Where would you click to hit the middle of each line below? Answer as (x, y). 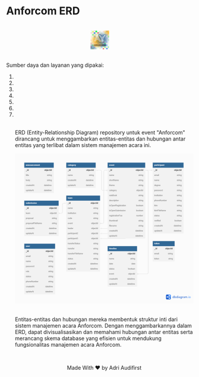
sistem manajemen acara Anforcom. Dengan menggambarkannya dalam (103, 325)
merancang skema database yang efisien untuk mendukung (88, 338)
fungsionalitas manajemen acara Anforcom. (68, 344)
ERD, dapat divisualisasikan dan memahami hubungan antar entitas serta (104, 332)
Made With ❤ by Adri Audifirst (104, 367)
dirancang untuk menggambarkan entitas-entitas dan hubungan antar (100, 139)
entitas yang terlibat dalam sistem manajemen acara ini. (83, 145)
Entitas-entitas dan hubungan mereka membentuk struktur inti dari (96, 319)
